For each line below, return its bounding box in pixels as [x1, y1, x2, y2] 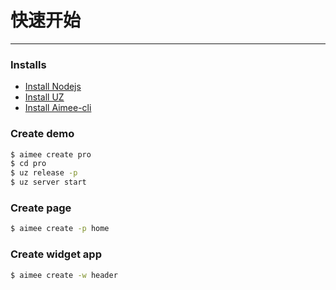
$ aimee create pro [10, 149, 92, 160]
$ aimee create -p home [10, 224, 110, 234]
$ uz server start [10, 177, 87, 188]
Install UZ [24, 91, 65, 103]
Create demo [10, 127, 75, 141]
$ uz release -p [10, 168, 78, 178]
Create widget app [10, 247, 102, 261]
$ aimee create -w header [10, 270, 118, 280]
